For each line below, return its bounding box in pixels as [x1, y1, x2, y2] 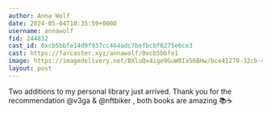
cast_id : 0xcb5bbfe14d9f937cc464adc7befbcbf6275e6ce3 [8, 42, 194, 50]
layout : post [8, 65, 52, 73]
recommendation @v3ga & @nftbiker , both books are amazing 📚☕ [8, 95, 233, 105]
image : [8, 57, 31, 65]
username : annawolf [8, 27, 74, 35]
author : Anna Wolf [8, 11, 70, 20]
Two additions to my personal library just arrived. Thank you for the [8, 86, 232, 96]
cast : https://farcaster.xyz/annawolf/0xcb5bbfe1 [8, 49, 179, 57]
